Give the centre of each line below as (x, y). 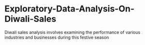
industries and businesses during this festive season (57, 37)
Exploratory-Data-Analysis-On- (70, 9)
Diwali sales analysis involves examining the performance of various (72, 32)
